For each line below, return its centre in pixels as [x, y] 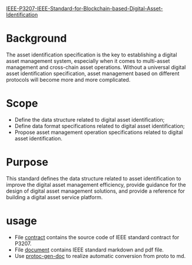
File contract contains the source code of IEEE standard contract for [97, 237]
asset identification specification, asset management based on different [93, 73]
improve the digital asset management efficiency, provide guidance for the [96, 185]
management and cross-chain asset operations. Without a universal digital [96, 67]
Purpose [27, 162]
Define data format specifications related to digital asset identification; [100, 126]
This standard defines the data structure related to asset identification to [94, 178]
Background [36, 38]
